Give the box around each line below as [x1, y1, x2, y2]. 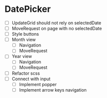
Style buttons [11, 31, 39, 37]
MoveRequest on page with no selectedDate [11, 26, 102, 31]
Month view [11, 37, 36, 43]
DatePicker [4, 3, 51, 15]
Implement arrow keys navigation [19, 87, 87, 93]
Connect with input [11, 76, 51, 82]
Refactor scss [11, 70, 40, 76]
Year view [11, 53, 33, 59]
